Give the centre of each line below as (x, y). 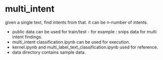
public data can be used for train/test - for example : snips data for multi (84, 31)
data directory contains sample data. (49, 52)
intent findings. (27, 37)
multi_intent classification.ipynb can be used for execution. (71, 42)
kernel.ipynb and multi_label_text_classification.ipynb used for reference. (85, 47)
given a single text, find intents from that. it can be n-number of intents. (77, 22)
